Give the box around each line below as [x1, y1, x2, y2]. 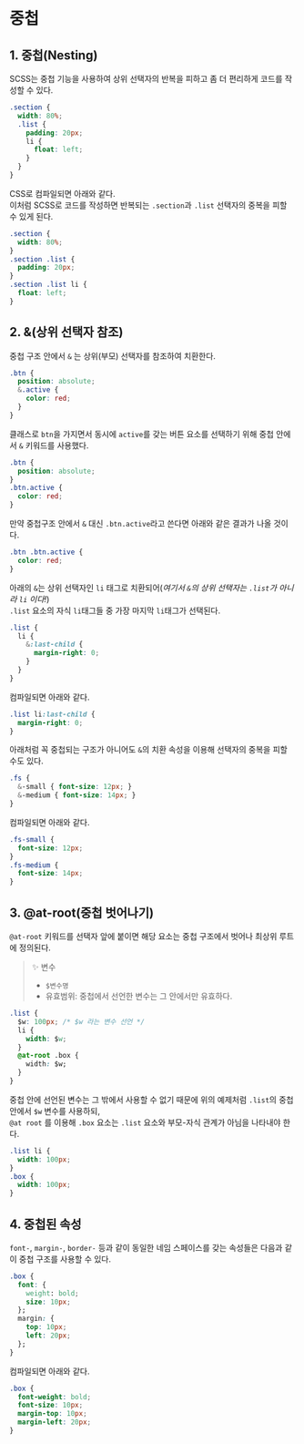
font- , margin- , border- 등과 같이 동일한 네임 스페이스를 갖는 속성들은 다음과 [9, 1242, 283, 1253]
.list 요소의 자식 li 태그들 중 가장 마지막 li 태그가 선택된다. [9, 605, 221, 616]
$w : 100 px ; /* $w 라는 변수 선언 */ [17, 1017, 146, 1026]
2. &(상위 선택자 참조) [9, 324, 124, 340]
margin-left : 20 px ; [17, 1418, 92, 1427]
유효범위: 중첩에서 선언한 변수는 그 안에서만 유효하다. [45, 990, 233, 1001]
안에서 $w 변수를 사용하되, [9, 1105, 100, 1116]
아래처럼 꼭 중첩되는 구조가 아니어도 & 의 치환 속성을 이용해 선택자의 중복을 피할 [9, 744, 289, 755]
